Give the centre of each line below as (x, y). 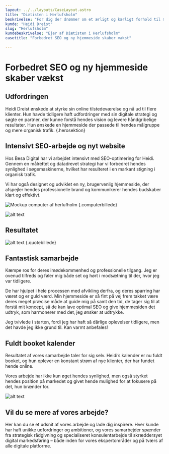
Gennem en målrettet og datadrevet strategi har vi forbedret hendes (75, 163)
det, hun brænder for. (27, 387)
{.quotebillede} (41, 242)
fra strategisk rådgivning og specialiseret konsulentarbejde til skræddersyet (84, 435)
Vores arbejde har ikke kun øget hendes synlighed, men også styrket (76, 376)
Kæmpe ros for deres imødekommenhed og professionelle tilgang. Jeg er (81, 270)
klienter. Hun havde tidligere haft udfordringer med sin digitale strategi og (81, 114)
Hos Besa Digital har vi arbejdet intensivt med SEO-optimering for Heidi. (80, 158)
